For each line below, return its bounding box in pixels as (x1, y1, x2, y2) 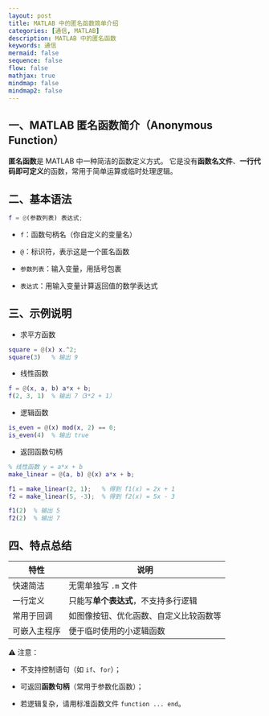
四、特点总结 (8, 538, 72, 552)
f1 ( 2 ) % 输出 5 (8, 507, 60, 515)
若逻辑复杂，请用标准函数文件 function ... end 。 (19, 699, 186, 708)
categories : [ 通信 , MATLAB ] (8, 27, 100, 35)
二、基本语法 (8, 192, 72, 206)
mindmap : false (8, 79, 59, 87)
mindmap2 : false (8, 86, 63, 95)
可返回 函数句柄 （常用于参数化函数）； (19, 681, 144, 691)
